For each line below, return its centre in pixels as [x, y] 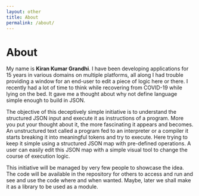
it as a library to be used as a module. [52, 187]
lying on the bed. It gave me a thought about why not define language [92, 94]
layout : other [24, 12]
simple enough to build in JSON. [46, 100]
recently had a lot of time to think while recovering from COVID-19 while [94, 88]
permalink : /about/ [30, 23]
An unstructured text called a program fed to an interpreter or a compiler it [97, 131]
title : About [22, 17]
